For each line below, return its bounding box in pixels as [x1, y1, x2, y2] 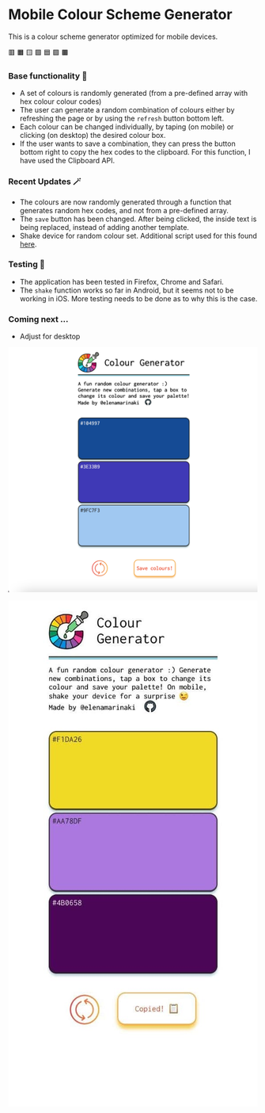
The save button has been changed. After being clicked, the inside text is [19, 214, 257, 224]
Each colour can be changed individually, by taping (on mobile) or [19, 122, 234, 132]
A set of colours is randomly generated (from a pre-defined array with [19, 89, 248, 98]
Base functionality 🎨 [8, 70, 88, 81]
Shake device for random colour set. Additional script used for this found [19, 231, 257, 240]
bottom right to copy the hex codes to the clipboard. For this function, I [19, 147, 251, 157]
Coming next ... [8, 313, 69, 324]
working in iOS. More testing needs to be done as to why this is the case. [19, 293, 258, 303]
